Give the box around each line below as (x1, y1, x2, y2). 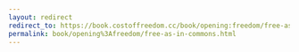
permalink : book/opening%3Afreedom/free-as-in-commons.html (8, 29, 237, 38)
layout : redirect (8, 12, 73, 22)
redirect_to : (8, 21, 57, 30)
